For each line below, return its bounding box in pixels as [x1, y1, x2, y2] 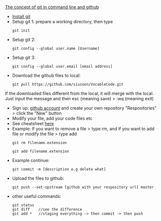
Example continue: [12, 158, 50, 163]
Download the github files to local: [12, 73, 81, 78]
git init [12, 28, 30, 33]
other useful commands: [12, 193, 62, 199]
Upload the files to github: [12, 175, 64, 181]
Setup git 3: [12, 55, 36, 60]
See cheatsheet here [12, 121, 54, 126]
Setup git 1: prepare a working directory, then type [12, 19, 113, 24]
